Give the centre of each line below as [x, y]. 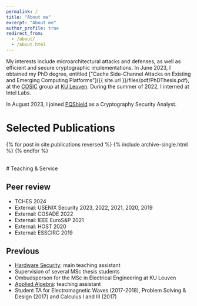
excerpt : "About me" [31, 22]
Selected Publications [61, 128]
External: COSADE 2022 [44, 214]
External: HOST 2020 [40, 226]
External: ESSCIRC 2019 [44, 232]
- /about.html [29, 45]
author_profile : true [33, 28]
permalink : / [22, 12]
